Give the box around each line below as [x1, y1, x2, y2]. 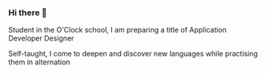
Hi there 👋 [8, 7, 48, 18]
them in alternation [8, 57, 71, 67]
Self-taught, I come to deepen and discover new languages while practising [8, 49, 258, 59]
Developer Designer [8, 33, 75, 43]
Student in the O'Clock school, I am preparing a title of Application [8, 25, 227, 35]
